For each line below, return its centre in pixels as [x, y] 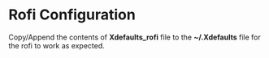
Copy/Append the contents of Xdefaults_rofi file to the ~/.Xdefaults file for [135, 37]
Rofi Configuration [72, 15]
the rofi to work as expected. [57, 45]
